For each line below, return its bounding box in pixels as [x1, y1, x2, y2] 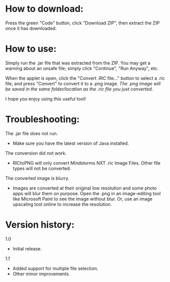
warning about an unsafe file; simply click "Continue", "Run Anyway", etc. [5, 65, 159, 71]
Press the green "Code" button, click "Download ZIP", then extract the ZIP [5, 20, 160, 26]
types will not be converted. [12, 165, 71, 171]
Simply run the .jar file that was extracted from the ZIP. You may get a [5, 59, 151, 66]
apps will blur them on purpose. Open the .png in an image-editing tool [12, 190, 161, 196]
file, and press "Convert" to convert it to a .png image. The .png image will [5, 80, 161, 86]
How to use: [5, 43, 57, 55]
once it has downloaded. [5, 25, 57, 31]
